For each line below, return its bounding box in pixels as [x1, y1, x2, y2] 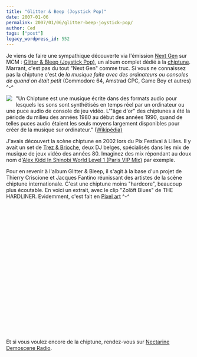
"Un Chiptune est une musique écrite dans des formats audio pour [15, 95, 177, 102]
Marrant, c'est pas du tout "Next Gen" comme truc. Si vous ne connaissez [6, 65, 186, 71]
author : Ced [6, 25, 35, 31]
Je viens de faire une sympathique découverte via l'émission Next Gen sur [6, 52, 187, 59]
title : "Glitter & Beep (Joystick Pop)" [6, 8, 107, 15]
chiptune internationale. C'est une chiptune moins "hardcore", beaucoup [6, 180, 182, 187]
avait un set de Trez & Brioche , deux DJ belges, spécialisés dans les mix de [6, 144, 189, 151]
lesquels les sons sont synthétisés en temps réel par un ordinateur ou [15, 101, 185, 108]
